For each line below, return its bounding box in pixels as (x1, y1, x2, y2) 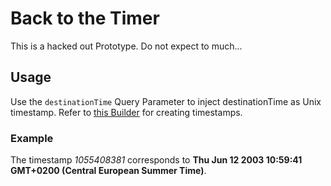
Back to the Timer (10, 7, 160, 30)
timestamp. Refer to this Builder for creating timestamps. (10, 106, 243, 118)
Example (10, 131, 54, 145)
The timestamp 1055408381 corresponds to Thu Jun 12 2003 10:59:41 (10, 154, 303, 166)
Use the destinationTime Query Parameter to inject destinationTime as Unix (10, 95, 322, 107)
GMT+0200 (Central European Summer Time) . (10, 165, 207, 177)
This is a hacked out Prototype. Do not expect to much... (10, 40, 243, 52)
